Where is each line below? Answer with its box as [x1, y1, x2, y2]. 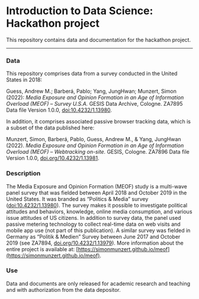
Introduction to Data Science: [6, 4, 153, 18]
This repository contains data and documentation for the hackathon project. [6, 36, 191, 43]
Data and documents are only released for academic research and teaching [6, 279, 191, 287]
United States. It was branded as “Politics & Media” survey [6, 195, 149, 202]
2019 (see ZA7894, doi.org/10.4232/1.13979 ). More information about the [6, 239, 184, 246]
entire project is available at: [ [6, 245, 78, 252]
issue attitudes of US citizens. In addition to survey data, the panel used [6, 214, 182, 221]
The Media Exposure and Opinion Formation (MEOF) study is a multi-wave [6, 183, 188, 190]
